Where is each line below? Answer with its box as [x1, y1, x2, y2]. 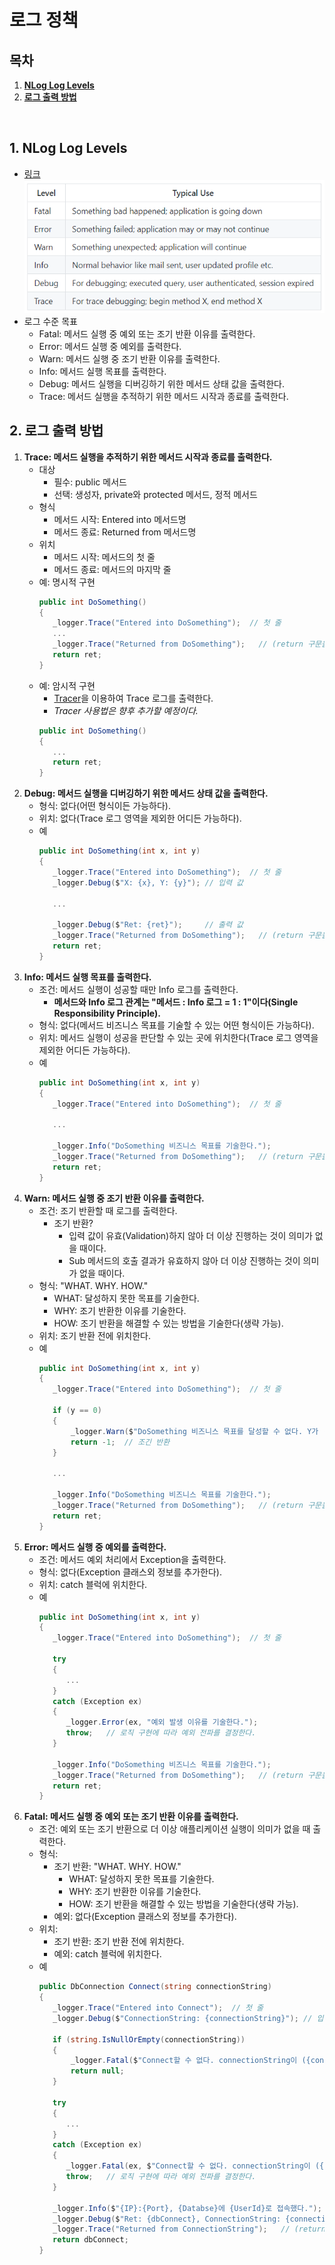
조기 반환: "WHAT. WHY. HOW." [53, 1861, 182, 1873]
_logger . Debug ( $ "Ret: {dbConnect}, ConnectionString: [52, 2214, 282, 2224]
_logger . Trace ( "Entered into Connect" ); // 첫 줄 [52, 2003, 264, 2013]
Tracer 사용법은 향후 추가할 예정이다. [53, 704, 199, 716]
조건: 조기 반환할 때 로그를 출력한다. [38, 1204, 178, 1216]
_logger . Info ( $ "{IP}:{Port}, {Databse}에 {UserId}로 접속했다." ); [52, 2203, 322, 2213]
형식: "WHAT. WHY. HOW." [38, 1279, 149, 1291]
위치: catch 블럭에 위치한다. [38, 1578, 148, 1590]
